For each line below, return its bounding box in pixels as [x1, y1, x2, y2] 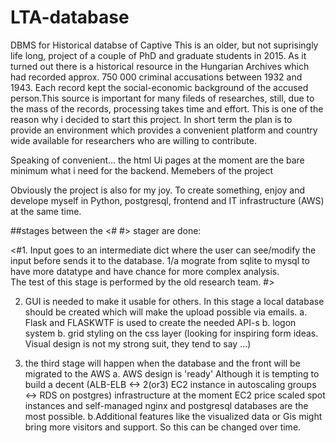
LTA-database [10, 6, 130, 29]
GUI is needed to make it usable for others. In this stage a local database [24, 295, 325, 307]
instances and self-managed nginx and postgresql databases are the [24, 399, 309, 411]
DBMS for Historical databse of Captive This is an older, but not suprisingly [10, 39, 319, 51]
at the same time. [10, 205, 82, 217]
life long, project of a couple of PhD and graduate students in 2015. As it [10, 49, 307, 61]
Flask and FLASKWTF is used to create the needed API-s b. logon [24, 316, 297, 328]
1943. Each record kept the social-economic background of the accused [10, 81, 309, 93]
